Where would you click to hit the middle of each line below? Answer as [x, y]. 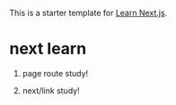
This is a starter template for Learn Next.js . [88, 13]
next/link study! [51, 90]
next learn [48, 49]
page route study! [55, 73]
